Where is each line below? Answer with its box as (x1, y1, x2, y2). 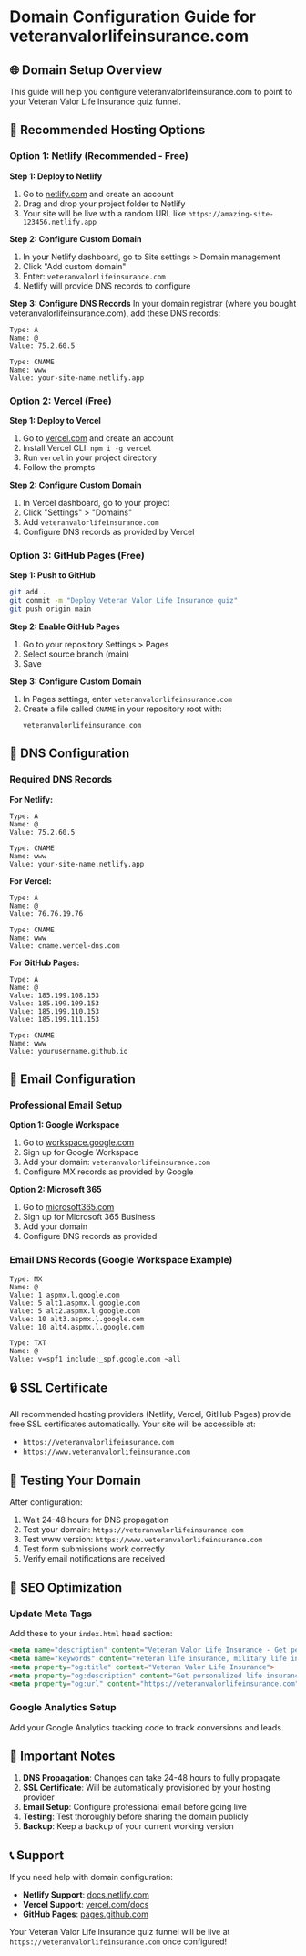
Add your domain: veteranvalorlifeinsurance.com (22, 1157, 211, 1168)
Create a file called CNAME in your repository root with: (22, 703, 223, 714)
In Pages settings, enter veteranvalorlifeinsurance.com (22, 693, 232, 704)
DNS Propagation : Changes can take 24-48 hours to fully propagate (22, 1772, 280, 1783)
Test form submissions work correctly (22, 1543, 166, 1554)
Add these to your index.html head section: (9, 1627, 173, 1638)
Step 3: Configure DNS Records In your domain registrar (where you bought (9, 298, 297, 309)
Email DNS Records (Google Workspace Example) (9, 1254, 233, 1267)
